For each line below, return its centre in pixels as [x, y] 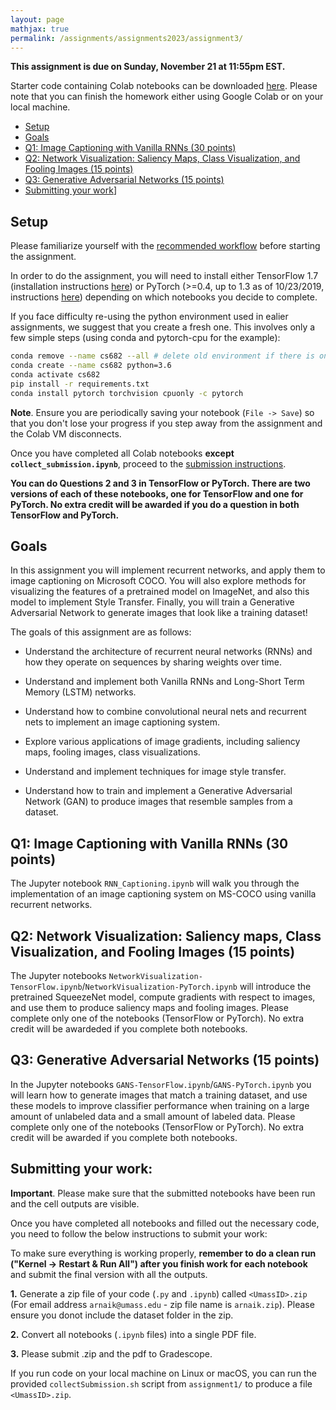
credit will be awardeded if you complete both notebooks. [129, 1029]
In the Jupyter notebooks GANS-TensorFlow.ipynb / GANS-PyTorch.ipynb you [161, 1084]
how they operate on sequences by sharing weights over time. [153, 662]
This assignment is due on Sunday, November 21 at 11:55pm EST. [148, 67]
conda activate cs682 [55, 374]
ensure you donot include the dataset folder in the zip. [122, 1315]
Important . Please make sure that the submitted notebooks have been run [163, 1193]
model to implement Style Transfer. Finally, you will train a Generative [152, 602]
